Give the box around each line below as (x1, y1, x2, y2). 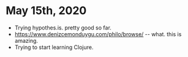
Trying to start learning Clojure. (14, 44, 94, 51)
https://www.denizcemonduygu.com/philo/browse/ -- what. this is (14, 30, 182, 37)
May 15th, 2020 (6, 4, 87, 18)
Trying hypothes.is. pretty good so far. (14, 24, 111, 31)
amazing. (14, 37, 38, 44)
